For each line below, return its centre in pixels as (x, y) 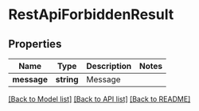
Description (109, 66)
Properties (35, 44)
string (67, 79)
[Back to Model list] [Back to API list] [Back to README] (99, 99)
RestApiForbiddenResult (91, 15)
